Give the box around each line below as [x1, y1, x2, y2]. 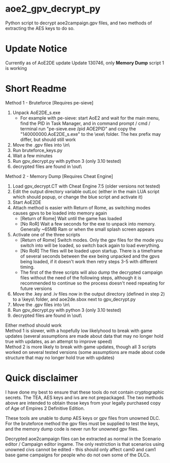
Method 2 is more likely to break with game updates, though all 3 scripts [5, 343, 156, 350]
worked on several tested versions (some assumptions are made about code [5, 349, 165, 355]
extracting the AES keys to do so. [5, 25, 75, 31]
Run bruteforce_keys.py [12, 147, 62, 153]
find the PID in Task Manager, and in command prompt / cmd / [20, 120, 151, 126]
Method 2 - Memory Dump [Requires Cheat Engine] [5, 173, 113, 179]
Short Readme [5, 83, 67, 94]
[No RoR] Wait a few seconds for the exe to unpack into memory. [20, 221, 156, 227]
